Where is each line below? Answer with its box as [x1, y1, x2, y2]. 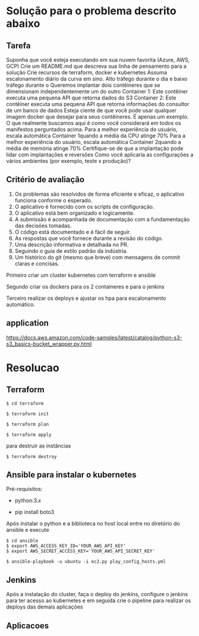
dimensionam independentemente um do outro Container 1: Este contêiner [6, 88, 188, 95]
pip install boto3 [14, 509, 55, 516]
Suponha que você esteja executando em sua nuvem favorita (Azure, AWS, [6, 57, 190, 63]
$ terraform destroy [6, 453, 58, 459]
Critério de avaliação [6, 174, 85, 185]
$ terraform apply [6, 431, 52, 438]
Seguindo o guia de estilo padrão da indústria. [14, 247, 128, 254]
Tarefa [6, 40, 31, 51]
